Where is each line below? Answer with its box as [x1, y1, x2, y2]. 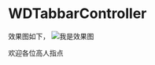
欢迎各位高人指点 [8, 48, 64, 57]
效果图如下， [8, 31, 50, 41]
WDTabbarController [8, 5, 147, 23]
